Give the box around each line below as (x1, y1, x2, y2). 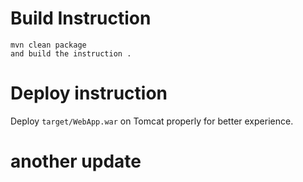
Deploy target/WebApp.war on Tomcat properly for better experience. (10, 115, 294, 127)
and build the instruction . (10, 48, 132, 59)
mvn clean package (10, 40, 87, 50)
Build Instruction (10, 7, 152, 30)
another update (10, 150, 142, 173)
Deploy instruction (10, 82, 168, 105)
